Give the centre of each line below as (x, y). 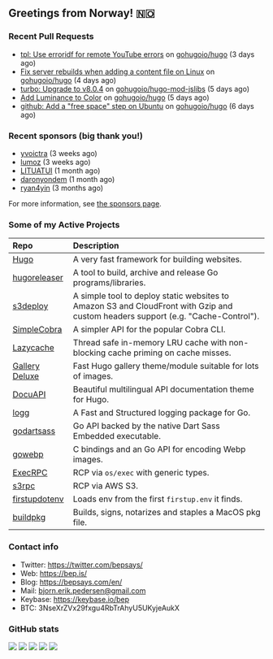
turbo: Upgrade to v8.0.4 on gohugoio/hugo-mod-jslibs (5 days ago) (135, 89)
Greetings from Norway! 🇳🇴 (82, 13)
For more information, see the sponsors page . (85, 203)
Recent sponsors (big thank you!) (76, 136)
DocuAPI (29, 395)
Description (96, 245)
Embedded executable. (117, 436)
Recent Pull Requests (51, 37)
